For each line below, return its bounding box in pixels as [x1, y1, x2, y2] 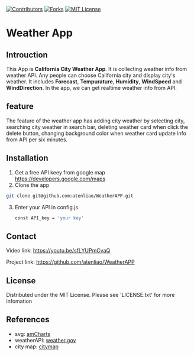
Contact [6, 231, 37, 241]
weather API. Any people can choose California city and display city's [6, 72, 176, 79]
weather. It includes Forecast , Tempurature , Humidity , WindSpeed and [6, 78, 182, 85]
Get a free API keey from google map [14, 169, 105, 176]
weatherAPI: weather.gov [14, 336, 76, 344]
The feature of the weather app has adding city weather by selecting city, [6, 117, 185, 124]
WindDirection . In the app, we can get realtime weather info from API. [6, 85, 177, 91]
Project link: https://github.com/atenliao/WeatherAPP [6, 258, 135, 266]
